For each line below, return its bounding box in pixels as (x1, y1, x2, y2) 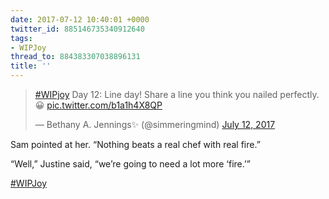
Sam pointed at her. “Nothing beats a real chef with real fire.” (10, 139, 261, 150)
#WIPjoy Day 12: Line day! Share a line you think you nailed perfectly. (34, 89, 320, 100)
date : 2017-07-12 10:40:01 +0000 (10, 14, 150, 25)
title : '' (10, 61, 52, 71)
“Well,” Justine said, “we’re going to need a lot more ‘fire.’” (10, 158, 251, 170)
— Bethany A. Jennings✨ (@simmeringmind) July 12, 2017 (34, 119, 276, 130)
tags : (10, 33, 33, 43)
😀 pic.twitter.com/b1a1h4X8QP (34, 99, 163, 111)
